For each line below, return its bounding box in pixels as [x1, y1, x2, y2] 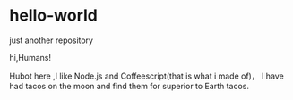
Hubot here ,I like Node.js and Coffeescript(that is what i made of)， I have [9, 71, 284, 81]
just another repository [9, 35, 94, 46]
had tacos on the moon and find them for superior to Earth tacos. [9, 80, 249, 91]
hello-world [9, 5, 99, 26]
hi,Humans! [9, 52, 52, 62]
